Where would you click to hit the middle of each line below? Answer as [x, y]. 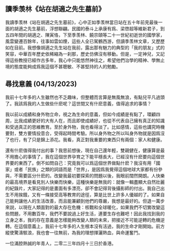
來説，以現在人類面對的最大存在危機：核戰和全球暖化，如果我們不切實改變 [83, 207]
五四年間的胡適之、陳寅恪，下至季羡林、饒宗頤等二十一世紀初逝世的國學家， [85, 35]
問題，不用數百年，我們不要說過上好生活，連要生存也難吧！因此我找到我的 [87, 214]
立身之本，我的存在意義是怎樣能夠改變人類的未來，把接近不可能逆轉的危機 [83, 220]
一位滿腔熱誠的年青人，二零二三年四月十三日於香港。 [61, 243]
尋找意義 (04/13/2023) [41, 84]
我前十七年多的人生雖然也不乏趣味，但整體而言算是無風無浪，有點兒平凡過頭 [85, 97]
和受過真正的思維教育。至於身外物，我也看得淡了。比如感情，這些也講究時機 [85, 127]
